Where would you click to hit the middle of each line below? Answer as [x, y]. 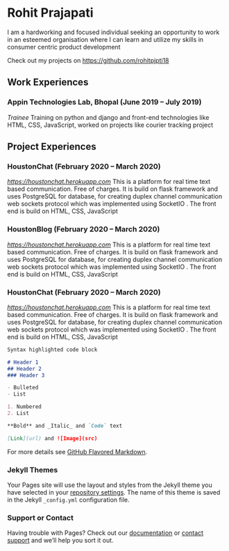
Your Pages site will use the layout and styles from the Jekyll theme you [110, 485]
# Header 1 [23, 362]
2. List [18, 413]
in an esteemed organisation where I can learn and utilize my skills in [105, 39]
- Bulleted [23, 388]
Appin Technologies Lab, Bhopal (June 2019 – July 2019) [104, 102]
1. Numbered [24, 407]
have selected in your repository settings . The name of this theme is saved [114, 492]
